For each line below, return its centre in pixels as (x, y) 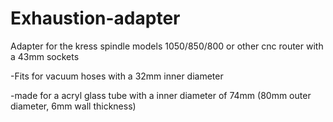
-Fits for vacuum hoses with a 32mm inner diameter (117, 76)
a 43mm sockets (45, 56)
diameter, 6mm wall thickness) (73, 106)
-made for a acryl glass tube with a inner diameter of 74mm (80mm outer (161, 95)
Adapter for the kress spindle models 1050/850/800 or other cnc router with (167, 46)
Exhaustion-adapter (95, 18)
